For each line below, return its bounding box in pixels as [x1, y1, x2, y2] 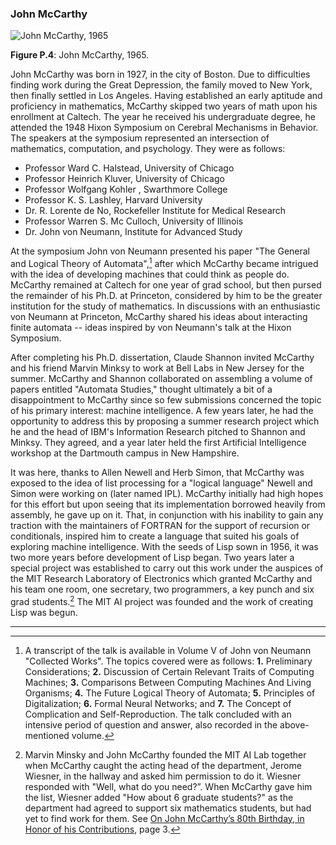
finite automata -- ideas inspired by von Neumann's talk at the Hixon [10, 321, 292, 333]
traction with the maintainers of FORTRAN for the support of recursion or [10, 519, 311, 531]
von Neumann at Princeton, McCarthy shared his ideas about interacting [10, 310, 308, 322]
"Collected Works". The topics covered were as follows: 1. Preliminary [24, 655, 313, 667]
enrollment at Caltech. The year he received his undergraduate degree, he [10, 111, 316, 123]
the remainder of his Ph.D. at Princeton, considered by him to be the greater [10, 289, 323, 301]
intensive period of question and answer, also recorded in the [24, 718, 278, 731]
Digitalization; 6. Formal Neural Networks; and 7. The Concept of [24, 697, 292, 709]
